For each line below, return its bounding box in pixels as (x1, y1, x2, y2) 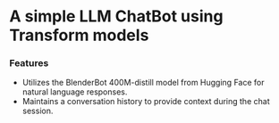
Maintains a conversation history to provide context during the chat (21, 96, 270, 107)
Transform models (9, 25, 149, 45)
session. (21, 105, 54, 117)
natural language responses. (21, 86, 128, 97)
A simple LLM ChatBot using (9, 6, 224, 27)
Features (9, 57, 49, 70)
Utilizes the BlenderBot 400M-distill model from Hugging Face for (21, 78, 265, 88)
